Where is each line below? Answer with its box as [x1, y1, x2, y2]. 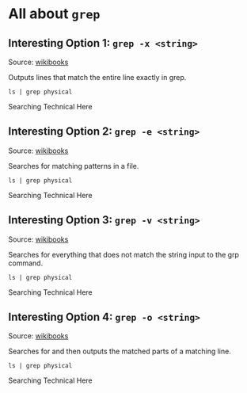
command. [8, 258, 44, 268]
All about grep [8, 5, 101, 23]
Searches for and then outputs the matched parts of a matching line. [8, 346, 231, 357]
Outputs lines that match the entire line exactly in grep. [8, 73, 187, 82]
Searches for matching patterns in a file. [8, 161, 139, 170]
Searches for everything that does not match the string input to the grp [8, 250, 240, 259]
